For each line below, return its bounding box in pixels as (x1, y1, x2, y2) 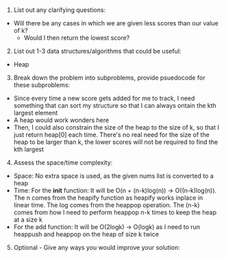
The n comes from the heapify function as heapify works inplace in (13, 193, 203, 202)
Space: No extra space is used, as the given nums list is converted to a (13, 172, 214, 180)
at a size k (13, 215, 43, 224)
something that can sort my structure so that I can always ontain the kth (13, 102, 217, 109)
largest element (13, 109, 58, 117)
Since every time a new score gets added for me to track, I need (13, 94, 195, 102)
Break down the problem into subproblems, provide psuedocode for (13, 73, 205, 82)
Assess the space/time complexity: (13, 159, 113, 167)
